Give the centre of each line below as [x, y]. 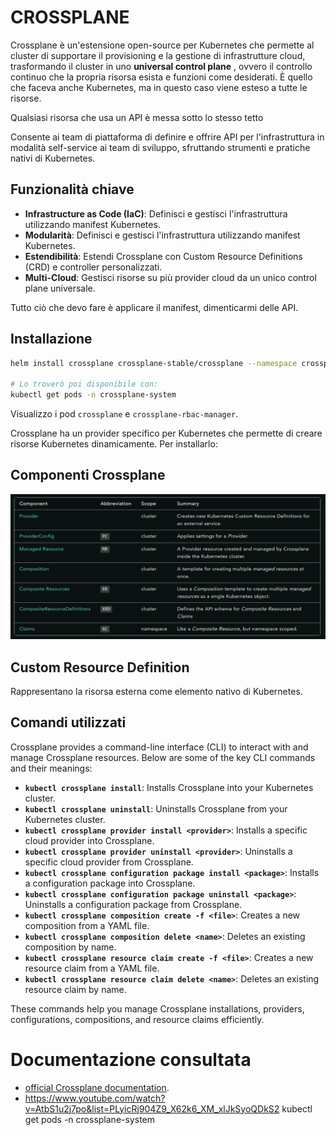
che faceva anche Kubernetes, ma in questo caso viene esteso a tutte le [159, 87]
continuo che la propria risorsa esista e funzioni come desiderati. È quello [161, 77]
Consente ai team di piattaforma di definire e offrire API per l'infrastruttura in [167, 137]
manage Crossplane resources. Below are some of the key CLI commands [163, 757]
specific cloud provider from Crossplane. [109, 862]
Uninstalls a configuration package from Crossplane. [133, 904]
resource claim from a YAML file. [92, 968]
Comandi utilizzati [68, 722]
